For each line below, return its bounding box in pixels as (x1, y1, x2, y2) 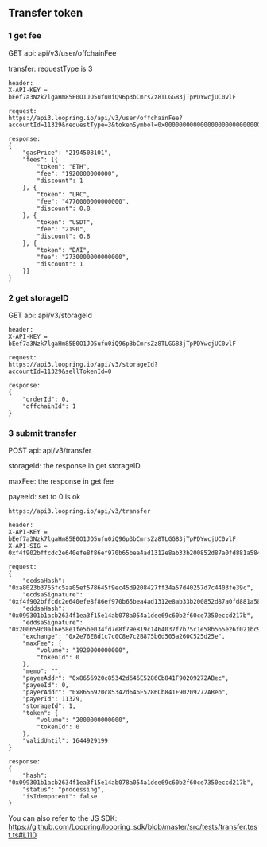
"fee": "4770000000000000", (37, 197, 130, 205)
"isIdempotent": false (22, 793, 98, 801)
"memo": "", (22, 667, 62, 675)
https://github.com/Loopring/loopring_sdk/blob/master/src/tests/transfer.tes (8, 822, 258, 832)
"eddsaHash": (22, 604, 66, 613)
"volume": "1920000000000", (37, 647, 130, 655)
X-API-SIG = (8, 542, 48, 550)
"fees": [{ (22, 155, 59, 164)
